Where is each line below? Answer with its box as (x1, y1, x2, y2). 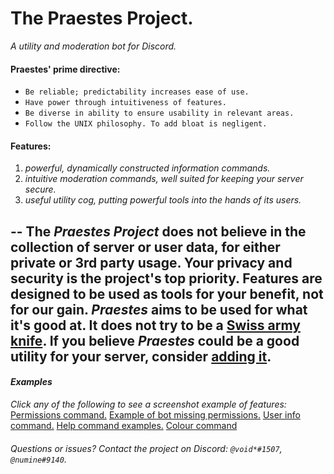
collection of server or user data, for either (10, 238, 281, 256)
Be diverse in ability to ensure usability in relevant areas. (24, 108, 295, 119)
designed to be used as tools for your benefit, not (10, 285, 324, 302)
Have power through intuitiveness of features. (24, 98, 227, 108)
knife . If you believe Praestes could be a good (10, 332, 300, 349)
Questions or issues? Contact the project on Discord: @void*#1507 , (10, 442, 283, 454)
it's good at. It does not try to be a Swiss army (10, 317, 301, 334)
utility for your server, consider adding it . (10, 348, 272, 365)
